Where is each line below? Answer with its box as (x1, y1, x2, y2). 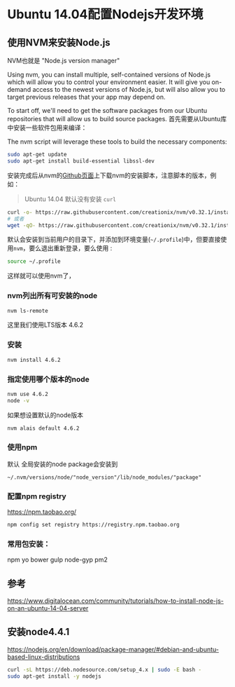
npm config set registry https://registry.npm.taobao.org (7, 522, 180, 529)
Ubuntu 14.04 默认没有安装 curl (24, 194, 117, 203)
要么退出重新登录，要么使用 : (29, 244, 113, 252)
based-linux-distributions (7, 653, 80, 661)
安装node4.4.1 (7, 626, 70, 638)
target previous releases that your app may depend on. (7, 93, 166, 101)
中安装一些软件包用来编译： (7, 123, 87, 132)
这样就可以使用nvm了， (7, 271, 76, 280)
